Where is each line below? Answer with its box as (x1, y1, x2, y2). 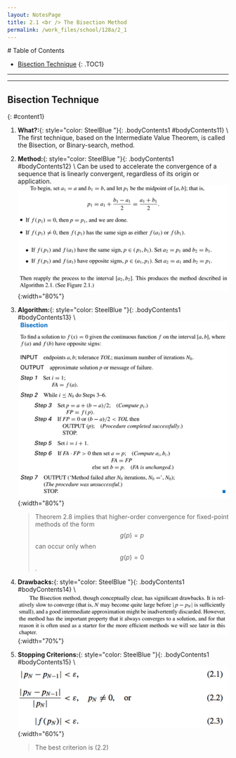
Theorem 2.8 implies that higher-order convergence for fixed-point (34, 513, 229, 521)
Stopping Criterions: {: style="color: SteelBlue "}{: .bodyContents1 (17, 650, 209, 659)
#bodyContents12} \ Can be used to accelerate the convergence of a (17, 162, 217, 170)
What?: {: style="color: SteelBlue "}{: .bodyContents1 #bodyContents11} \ (17, 126, 229, 135)
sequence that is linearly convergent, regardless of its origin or (17, 170, 199, 178)
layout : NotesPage (7, 11, 61, 18)
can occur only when (34, 542, 96, 551)
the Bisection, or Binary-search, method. (17, 141, 136, 149)
